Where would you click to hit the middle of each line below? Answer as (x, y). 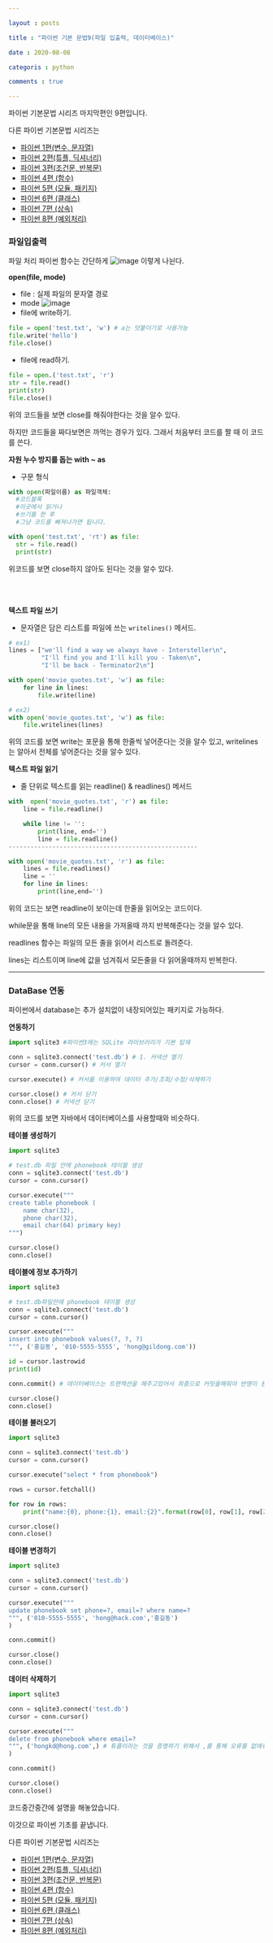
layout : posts (34, 23)
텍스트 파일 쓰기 (33, 610)
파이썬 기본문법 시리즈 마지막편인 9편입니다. (78, 113)
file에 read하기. (45, 360)
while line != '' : (54, 824)
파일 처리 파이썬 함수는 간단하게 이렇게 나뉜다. (96, 261)
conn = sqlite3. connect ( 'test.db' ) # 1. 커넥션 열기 (95, 1058)
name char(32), (49, 1211)
